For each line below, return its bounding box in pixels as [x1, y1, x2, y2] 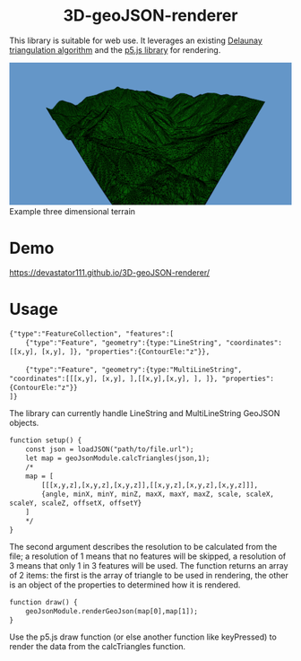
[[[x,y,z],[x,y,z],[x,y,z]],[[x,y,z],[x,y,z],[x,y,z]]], [41, 481, 258, 490]
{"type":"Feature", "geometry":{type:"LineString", [25, 338, 222, 348]
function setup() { [9, 436, 82, 445]
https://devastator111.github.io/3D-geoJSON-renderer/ [9, 267, 211, 278]
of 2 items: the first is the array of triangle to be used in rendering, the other [9, 570, 289, 581]
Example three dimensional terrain [9, 206, 136, 217]
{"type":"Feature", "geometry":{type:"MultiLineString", [25, 365, 243, 375]
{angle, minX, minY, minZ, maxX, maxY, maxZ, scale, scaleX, [41, 490, 275, 499]
